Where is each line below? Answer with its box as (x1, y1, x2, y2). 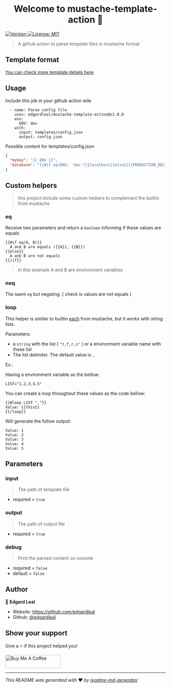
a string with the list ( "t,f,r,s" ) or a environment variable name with (12, 341, 161, 347)
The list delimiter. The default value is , (12, 351, 95, 358)
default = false (12, 571, 45, 577)
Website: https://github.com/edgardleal (12, 608, 95, 614)
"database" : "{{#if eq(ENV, (10, 162, 70, 168)
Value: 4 (5, 441, 24, 446)
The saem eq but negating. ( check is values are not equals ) (5, 291, 131, 297)
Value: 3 (5, 437, 24, 442)
